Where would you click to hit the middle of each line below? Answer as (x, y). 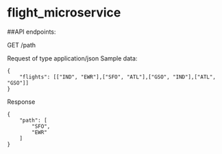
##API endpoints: (32, 32)
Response (21, 102)
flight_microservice (64, 13)
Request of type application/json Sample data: (72, 58)
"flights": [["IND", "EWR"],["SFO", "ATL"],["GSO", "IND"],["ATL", (118, 77)
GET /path (22, 45)
